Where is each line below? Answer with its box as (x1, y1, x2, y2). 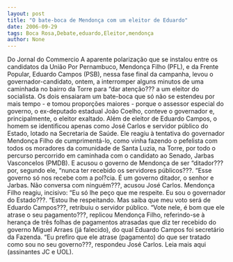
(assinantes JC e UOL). (7, 248, 74, 256)
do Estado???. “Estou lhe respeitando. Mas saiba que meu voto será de (7, 196, 211, 204)
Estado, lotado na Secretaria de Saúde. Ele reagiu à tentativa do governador (7, 130, 225, 138)
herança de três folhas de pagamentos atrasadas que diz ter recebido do (7, 218, 217, 226)
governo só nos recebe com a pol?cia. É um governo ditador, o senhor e (7, 174, 214, 182)
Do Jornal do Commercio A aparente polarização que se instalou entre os (7, 55, 218, 63)
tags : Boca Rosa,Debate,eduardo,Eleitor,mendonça (7, 29, 154, 37)
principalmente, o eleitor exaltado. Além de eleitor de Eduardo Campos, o (7, 114, 218, 123)
